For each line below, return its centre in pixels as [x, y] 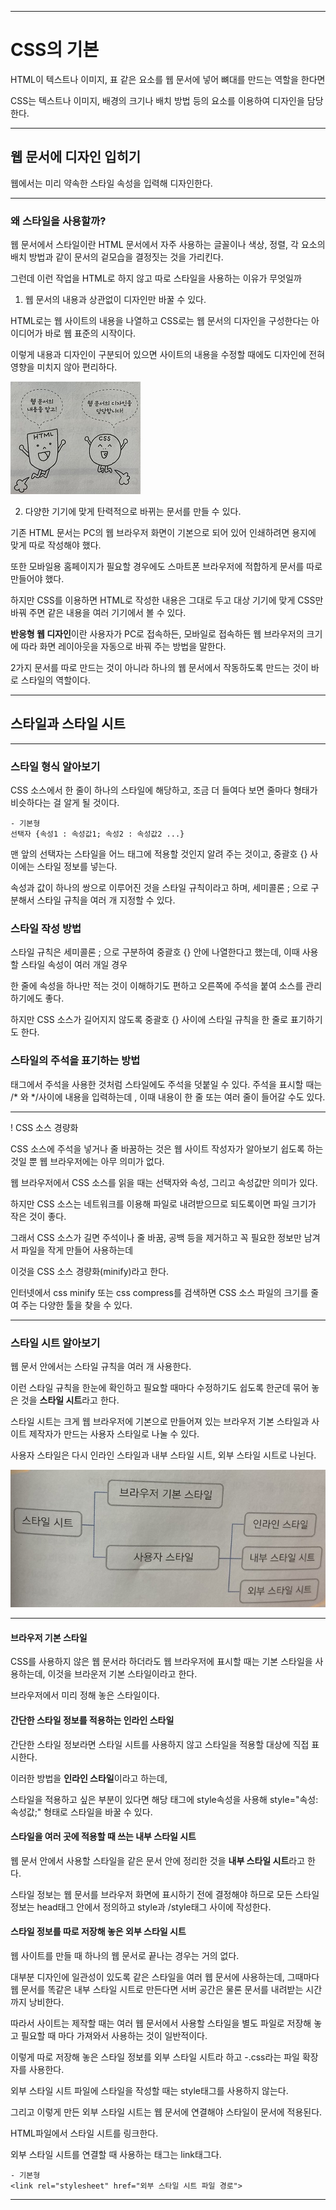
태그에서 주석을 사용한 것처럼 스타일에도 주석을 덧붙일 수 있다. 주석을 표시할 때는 [166, 1084]
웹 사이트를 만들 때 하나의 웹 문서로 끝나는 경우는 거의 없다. [125, 1955]
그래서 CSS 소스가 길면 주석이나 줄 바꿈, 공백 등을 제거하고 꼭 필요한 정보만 [156, 1237]
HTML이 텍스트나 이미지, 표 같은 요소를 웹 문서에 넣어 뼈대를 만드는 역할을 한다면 [168, 79]
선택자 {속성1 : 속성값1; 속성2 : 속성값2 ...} [97, 834]
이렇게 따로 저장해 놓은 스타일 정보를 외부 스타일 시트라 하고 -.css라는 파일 [155, 2057]
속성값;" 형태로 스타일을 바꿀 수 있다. [81, 1812]
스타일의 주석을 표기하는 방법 [75, 1061]
